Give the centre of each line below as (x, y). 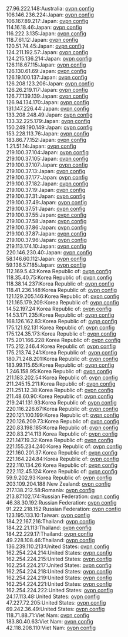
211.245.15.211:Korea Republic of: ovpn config (61, 384)
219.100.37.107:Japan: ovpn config (47, 165)
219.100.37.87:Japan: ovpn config (46, 234)
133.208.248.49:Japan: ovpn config (49, 115)
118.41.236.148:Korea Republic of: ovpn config (62, 290)
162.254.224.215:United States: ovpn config (59, 559)
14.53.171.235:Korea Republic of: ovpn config (60, 315)
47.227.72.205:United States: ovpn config (56, 603)
